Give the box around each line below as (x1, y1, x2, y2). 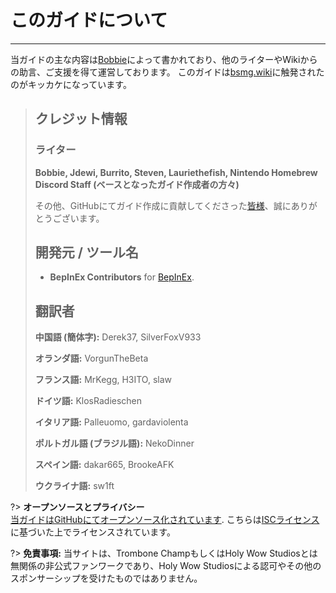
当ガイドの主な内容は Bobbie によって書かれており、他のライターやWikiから (10, 53, 318, 65)
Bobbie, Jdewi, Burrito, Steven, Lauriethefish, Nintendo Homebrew (34, 166, 318, 178)
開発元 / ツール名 (34, 244, 139, 261)
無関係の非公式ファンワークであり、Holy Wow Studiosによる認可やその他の (10, 560, 322, 572)
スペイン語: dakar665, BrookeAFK (34, 459, 175, 471)
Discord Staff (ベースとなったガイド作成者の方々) (34, 178, 240, 190)
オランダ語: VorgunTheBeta (34, 352, 149, 365)
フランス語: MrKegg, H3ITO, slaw (34, 374, 173, 386)
